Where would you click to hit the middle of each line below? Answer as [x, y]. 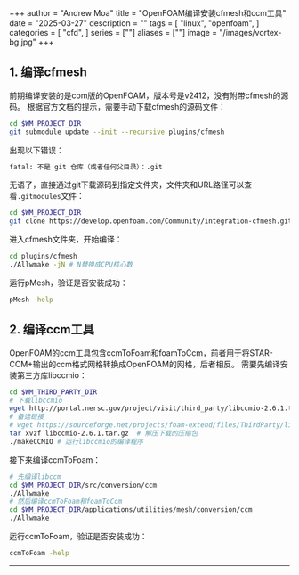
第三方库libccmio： [52, 375]
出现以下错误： [36, 150]
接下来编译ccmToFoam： [55, 460]
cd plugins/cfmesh [43, 257]
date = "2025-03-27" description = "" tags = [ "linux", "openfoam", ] [134, 23]
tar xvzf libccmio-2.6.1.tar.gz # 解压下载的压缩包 [104, 433]
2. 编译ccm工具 [52, 329]
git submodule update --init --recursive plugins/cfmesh [117, 132]
